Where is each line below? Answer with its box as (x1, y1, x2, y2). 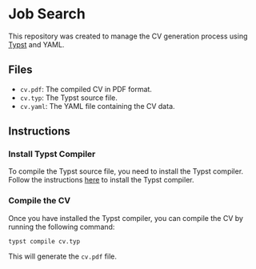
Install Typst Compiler (8, 149, 96, 160)
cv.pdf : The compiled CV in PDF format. (19, 84, 152, 94)
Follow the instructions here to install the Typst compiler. (8, 175, 194, 185)
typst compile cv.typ (8, 237, 81, 245)
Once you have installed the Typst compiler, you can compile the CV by (8, 213, 244, 223)
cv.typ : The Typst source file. (19, 93, 118, 102)
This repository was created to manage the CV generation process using (8, 31, 248, 41)
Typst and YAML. (8, 39, 65, 49)
